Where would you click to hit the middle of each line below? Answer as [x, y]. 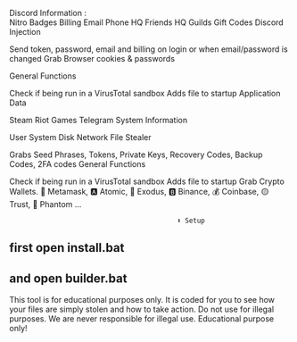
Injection [25, 32]
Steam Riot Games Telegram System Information [99, 120]
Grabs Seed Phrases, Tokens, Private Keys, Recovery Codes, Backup [136, 154]
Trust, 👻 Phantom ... [45, 204]
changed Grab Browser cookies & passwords [92, 58]
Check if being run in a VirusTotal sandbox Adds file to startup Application [145, 93]
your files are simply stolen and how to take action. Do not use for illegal [142, 309]
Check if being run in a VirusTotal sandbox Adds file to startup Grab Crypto [147, 181]
